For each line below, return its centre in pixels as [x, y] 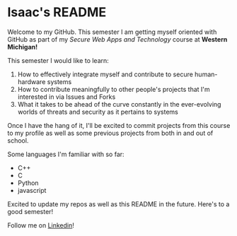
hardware [31, 81]
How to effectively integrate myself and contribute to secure [105, 74]
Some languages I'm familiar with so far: [66, 154]
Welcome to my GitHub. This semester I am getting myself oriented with [112, 32]
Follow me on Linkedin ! [41, 225]
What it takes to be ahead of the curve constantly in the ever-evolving [119, 104]
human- [206, 74]
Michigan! [23, 47]
